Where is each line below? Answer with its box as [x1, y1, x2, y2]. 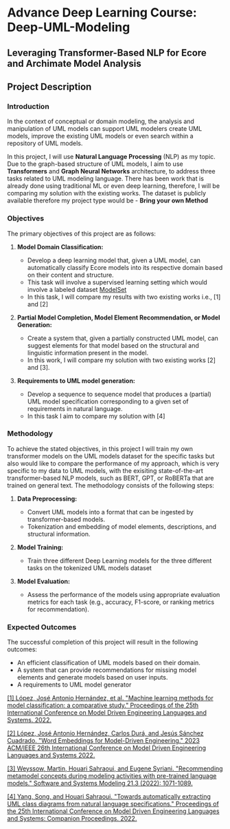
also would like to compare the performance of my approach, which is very [7, 459, 220, 468]
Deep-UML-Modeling [7, 19, 130, 35]
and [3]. [27, 363, 50, 371]
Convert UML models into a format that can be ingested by [27, 507, 194, 516]
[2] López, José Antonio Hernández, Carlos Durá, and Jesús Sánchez [7, 729, 204, 737]
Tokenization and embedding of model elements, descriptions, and [27, 522, 217, 531]
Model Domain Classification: [16, 242, 104, 251]
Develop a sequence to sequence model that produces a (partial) [27, 390, 211, 398]
